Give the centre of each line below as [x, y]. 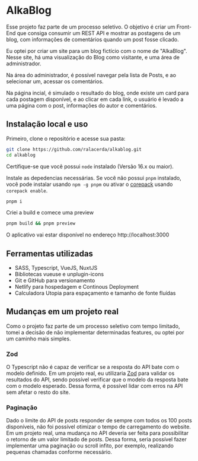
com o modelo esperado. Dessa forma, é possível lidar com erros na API [95, 386]
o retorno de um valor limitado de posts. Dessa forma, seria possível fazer [96, 440]
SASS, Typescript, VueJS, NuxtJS [56, 268]
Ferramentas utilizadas [50, 253]
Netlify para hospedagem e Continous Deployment [77, 287]
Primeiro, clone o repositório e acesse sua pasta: [66, 138]
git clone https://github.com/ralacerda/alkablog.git [74, 149]
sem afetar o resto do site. [38, 392]
